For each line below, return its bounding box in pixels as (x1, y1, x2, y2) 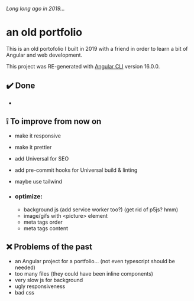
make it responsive (14, 132, 61, 139)
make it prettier (14, 143, 52, 150)
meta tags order (23, 218, 63, 225)
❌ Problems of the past (6, 242, 93, 252)
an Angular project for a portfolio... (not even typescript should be (14, 257, 176, 264)
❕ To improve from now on (6, 116, 102, 126)
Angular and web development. (6, 51, 83, 58)
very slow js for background (14, 276, 83, 283)
